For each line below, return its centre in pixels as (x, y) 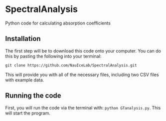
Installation (23, 39)
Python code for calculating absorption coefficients (58, 23)
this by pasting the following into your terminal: (53, 56)
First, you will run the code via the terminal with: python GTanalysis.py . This (83, 107)
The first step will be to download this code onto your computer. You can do (83, 50)
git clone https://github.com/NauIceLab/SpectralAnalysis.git (71, 65)
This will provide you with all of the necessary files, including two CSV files (82, 74)
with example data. (25, 80)
